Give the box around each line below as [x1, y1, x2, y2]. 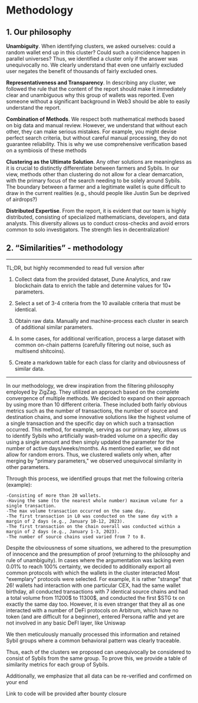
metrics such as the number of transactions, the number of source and [6, 407, 178, 414]
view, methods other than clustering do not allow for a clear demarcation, [6, 171, 184, 177]
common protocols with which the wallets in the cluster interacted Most [6, 569, 180, 576]
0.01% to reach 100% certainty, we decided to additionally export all [6, 563, 171, 570]
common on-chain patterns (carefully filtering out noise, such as [14, 341, 171, 348]
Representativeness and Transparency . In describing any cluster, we [6, 79, 176, 86]
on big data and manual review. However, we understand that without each [6, 122, 187, 128]
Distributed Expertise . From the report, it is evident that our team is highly [6, 207, 187, 214]
